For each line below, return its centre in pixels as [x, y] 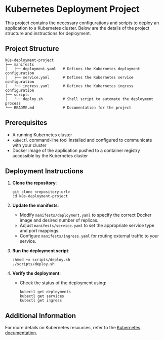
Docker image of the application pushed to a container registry [76, 150]
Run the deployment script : [41, 251]
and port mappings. [40, 231]
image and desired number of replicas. [59, 220]
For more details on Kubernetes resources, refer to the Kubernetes [73, 328]
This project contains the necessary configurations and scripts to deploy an [82, 23]
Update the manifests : [36, 205]
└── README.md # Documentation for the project [68, 108]
